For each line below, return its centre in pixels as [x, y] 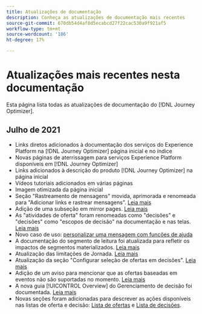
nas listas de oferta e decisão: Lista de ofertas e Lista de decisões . [98, 305]
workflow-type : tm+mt [34, 29]
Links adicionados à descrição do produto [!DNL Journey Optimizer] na [104, 170]
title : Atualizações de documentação [54, 12]
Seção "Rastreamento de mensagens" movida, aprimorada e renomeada [105, 196]
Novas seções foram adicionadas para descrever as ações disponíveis [103, 298]
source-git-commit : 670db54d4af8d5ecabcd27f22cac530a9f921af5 [86, 23]
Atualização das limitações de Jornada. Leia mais [77, 254]
